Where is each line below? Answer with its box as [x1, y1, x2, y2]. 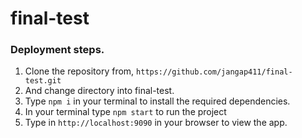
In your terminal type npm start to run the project [24, 106, 227, 118]
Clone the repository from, [24, 65, 135, 77]
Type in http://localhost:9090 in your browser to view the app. [24, 117, 288, 129]
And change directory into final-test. [24, 85, 175, 97]
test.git [24, 76, 62, 86]
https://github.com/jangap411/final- [136, 67, 293, 77]
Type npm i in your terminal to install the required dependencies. [24, 95, 291, 107]
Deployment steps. [10, 43, 105, 57]
